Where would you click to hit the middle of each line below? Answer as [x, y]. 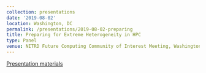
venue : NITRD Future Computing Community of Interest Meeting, [89, 47]
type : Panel [21, 40]
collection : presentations [41, 12]
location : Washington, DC [39, 23]
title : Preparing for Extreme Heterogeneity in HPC [74, 35]
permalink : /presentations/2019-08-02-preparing [70, 29]
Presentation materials [35, 63]
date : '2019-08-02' [31, 18]
